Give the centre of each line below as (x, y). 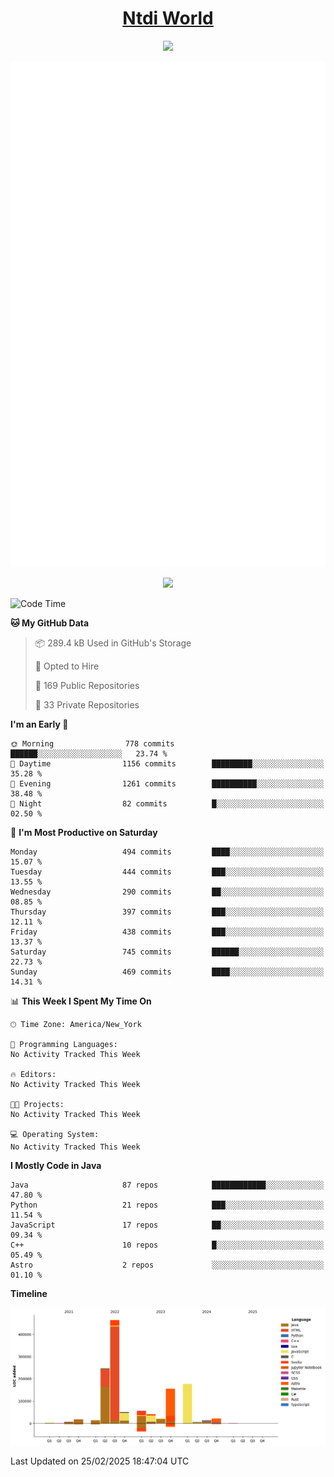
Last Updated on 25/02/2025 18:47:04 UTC (100, 1461)
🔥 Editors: (33, 1074)
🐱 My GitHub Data (50, 623)
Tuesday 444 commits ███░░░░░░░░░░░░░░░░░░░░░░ (167, 872)
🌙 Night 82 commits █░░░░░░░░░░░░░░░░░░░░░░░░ (167, 803)
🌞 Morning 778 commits (92, 743)
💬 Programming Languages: (64, 1044)
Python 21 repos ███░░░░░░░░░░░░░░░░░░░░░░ (167, 1205)
